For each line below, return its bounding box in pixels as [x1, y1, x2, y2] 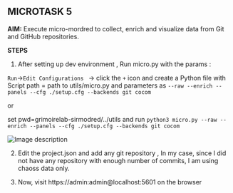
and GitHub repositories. [7, 32, 80, 41]
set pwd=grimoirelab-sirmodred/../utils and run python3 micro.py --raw [7, 115, 217, 123]
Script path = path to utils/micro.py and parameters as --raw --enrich [7, 81, 213, 90]
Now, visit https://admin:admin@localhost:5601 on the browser [17, 177, 202, 186]
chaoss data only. [17, 164, 70, 172]
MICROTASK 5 [7, 6, 73, 18]
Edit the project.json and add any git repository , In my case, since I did [17, 149, 227, 157]
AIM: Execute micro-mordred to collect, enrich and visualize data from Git [7, 24, 224, 33]
